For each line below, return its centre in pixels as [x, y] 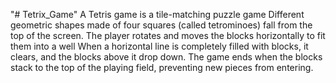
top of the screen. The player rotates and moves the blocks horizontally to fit [168, 35]
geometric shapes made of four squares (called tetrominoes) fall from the [161, 25]
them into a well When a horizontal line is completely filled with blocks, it [159, 46]
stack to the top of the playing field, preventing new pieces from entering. [162, 67]
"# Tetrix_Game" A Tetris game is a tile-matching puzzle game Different [157, 14]
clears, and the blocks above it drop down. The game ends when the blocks [166, 57]
